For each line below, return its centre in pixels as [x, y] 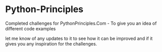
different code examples [31, 28]
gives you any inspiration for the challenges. [51, 43]
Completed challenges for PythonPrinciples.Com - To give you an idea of [81, 23]
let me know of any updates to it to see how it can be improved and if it [79, 38]
